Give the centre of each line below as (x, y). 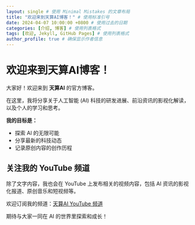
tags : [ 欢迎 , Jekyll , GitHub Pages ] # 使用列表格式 (68, 34)
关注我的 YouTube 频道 (48, 168)
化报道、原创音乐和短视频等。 (42, 191)
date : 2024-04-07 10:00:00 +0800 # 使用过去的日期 (67, 22)
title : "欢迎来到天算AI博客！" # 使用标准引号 (58, 17)
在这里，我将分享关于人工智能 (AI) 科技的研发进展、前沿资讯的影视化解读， (98, 100)
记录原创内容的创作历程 (43, 147)
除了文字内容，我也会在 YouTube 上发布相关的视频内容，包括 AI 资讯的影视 (97, 184)
